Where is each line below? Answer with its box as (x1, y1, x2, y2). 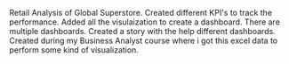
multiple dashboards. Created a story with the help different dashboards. (9, 26, 276, 36)
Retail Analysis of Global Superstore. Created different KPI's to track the (9, 8, 273, 18)
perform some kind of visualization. (9, 45, 140, 55)
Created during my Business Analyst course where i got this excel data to (9, 35, 278, 46)
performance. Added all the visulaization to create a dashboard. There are (9, 17, 280, 27)
